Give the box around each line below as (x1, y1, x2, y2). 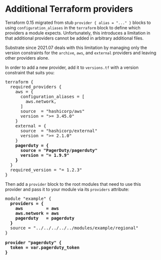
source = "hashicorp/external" (20, 128, 98, 133)
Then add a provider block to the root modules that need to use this (5, 181, 141, 187)
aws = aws (15, 205, 59, 211)
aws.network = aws (15, 210, 59, 216)
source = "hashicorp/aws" (20, 108, 85, 114)
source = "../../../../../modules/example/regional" (10, 225, 139, 231)
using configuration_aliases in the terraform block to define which (5, 24, 141, 30)
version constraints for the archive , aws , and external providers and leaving (5, 50, 157, 56)
